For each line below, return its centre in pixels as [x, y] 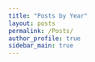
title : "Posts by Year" [48, 16]
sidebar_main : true [41, 46]
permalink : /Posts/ [41, 31]
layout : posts [32, 23]
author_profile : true [45, 38]
